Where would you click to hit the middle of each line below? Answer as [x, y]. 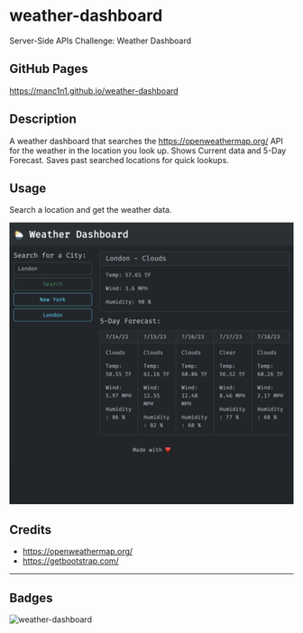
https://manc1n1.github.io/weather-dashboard [94, 90]
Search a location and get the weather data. [91, 210]
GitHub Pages [49, 69]
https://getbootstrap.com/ [70, 561]
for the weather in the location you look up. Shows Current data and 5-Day [148, 151]
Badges [31, 597]
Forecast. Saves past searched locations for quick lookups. [119, 160]
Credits [31, 530]
